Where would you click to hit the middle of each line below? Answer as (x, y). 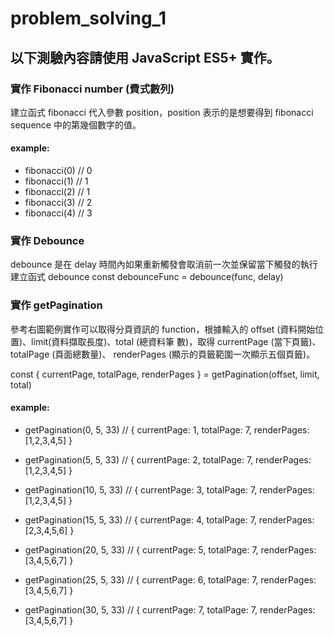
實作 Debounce (47, 240)
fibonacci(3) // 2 (58, 203)
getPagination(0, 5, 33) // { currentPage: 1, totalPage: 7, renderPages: (167, 429)
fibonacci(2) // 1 (57, 192)
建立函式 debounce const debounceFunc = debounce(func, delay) (147, 277)
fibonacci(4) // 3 (58, 213)
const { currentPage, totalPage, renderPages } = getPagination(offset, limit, (165, 374)
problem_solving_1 (88, 18)
